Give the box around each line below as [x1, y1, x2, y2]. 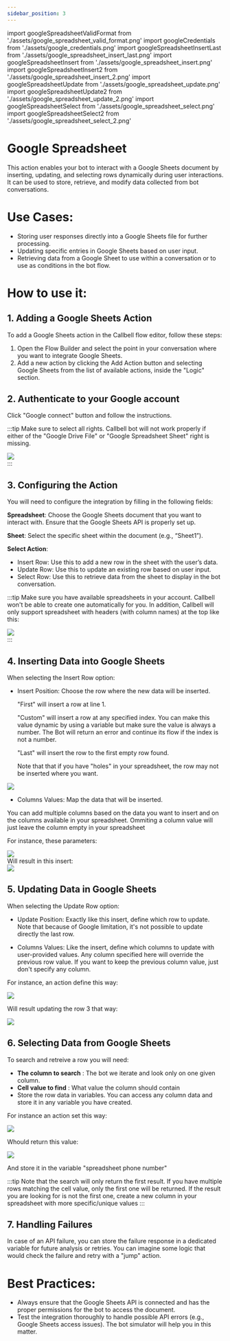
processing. [16, 239, 51, 247]
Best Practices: [7, 1276, 96, 1292]
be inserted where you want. [16, 769, 98, 777]
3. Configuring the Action [7, 479, 118, 491]
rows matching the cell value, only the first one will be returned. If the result [7, 1184, 221, 1193]
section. [16, 373, 41, 381]
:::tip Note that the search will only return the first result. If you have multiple [7, 1177, 222, 1185]
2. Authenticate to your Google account [7, 393, 180, 405]
